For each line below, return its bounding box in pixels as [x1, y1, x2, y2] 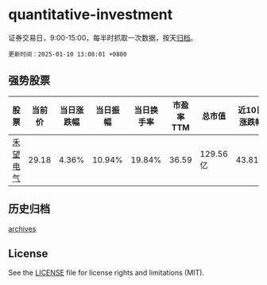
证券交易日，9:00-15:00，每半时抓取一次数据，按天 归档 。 [8, 33, 198, 42]
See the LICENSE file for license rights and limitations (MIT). [8, 268, 205, 278]
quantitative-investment [8, 6, 173, 24]
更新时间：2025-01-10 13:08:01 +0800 [8, 50, 127, 58]
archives [8, 224, 37, 233]
